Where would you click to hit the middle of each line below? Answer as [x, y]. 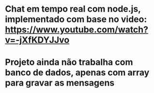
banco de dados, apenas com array [77, 73]
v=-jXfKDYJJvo [37, 40]
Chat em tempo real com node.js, [73, 9]
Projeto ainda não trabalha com [69, 62]
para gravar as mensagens [60, 83]
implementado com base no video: [76, 19]
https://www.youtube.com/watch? [77, 30]
